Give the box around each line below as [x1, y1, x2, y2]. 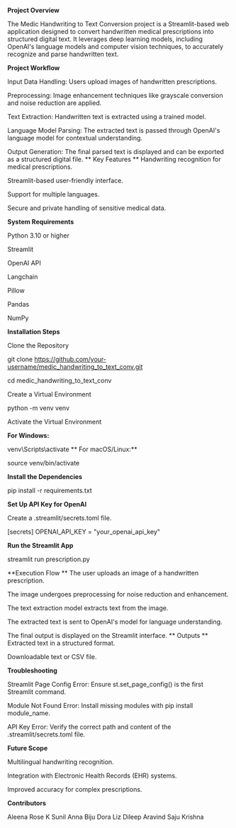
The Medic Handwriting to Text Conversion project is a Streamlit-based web [7, 20, 230, 28]
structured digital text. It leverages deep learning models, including [7, 35, 203, 43]
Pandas [7, 300, 30, 308]
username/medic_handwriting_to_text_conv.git [7, 363, 143, 371]
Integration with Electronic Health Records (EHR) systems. [7, 771, 177, 780]
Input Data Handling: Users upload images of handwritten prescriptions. [7, 77, 218, 86]
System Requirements [7, 218, 74, 226]
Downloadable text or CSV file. [7, 653, 97, 661]
